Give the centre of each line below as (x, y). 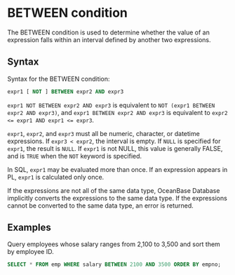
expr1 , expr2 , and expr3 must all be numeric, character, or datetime (103, 133)
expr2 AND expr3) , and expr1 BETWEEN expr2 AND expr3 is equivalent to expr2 (117, 112)
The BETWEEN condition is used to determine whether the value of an (109, 32)
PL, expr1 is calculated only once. (56, 177)
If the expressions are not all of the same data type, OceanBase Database (114, 190)
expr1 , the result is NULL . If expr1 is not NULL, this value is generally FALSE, (115, 148)
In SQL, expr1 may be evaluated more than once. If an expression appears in (117, 169)
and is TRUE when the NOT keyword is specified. (75, 156)
